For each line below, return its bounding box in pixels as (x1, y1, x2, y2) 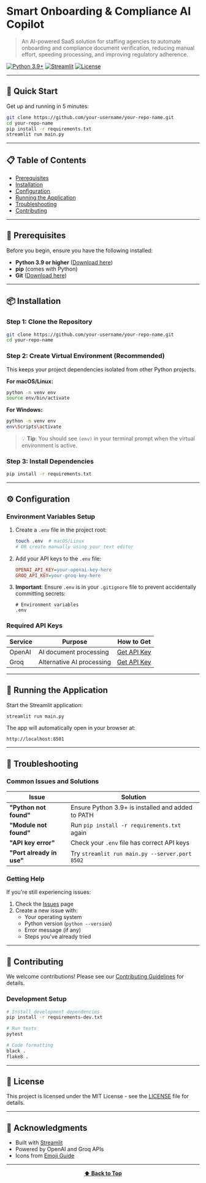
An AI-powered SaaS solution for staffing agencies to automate (21, 37, 181, 45)
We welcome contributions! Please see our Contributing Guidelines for (6, 973, 184, 980)
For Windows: (6, 406, 43, 414)
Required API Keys (6, 621, 63, 630)
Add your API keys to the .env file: (15, 554, 102, 562)
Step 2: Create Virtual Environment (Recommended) (6, 352, 165, 360)
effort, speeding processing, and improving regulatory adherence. (21, 50, 189, 58)
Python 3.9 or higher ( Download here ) (15, 258, 113, 266)
